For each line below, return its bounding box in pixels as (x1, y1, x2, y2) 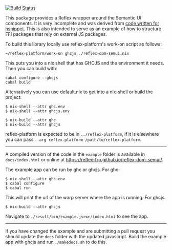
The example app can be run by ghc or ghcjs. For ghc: (5, 166, 120, 173)
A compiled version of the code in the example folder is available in (5, 151, 145, 157)
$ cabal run (5, 185, 31, 191)
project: (5, 94, 22, 100)
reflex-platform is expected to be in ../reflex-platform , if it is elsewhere (5, 131, 159, 137)
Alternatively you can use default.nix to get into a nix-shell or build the (5, 89, 153, 95)
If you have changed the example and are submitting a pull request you (5, 228, 155, 234)
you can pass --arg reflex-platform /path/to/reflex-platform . (5, 136, 142, 142)
